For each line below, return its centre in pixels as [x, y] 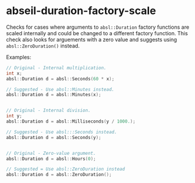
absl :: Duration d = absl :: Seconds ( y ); [54, 137]
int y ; [14, 116]
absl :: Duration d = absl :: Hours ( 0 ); [51, 159]
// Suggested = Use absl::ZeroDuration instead [66, 169]
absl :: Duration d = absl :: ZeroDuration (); [59, 175]
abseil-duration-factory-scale [81, 11]
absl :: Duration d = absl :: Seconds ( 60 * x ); [60, 79]
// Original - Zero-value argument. [51, 153]
